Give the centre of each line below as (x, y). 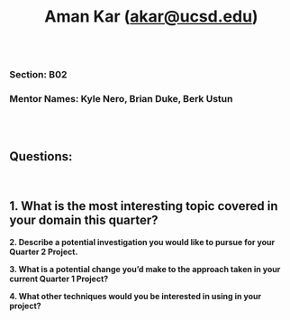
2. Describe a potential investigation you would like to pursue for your (142, 242)
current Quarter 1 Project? (59, 279)
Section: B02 (38, 74)
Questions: (41, 156)
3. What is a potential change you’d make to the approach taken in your (145, 269)
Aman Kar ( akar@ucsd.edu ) (151, 17)
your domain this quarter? (84, 220)
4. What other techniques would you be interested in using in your (136, 296)
